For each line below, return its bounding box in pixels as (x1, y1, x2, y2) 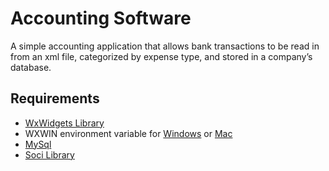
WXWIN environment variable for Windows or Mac (24, 127, 233, 139)
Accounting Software (10, 7, 192, 30)
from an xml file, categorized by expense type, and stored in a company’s (10, 50, 313, 62)
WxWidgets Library (24, 117, 105, 129)
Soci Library (24, 148, 75, 161)
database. (10, 61, 52, 73)
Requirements (10, 90, 100, 107)
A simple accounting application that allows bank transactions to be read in (10, 40, 320, 52)
